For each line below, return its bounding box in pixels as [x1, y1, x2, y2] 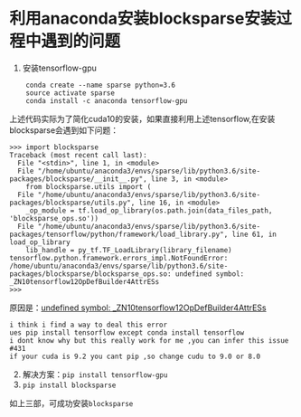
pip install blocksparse [22, 381, 117, 390]
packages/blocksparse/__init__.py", [9, 174, 147, 184]
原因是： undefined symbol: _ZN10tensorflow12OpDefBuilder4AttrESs [9, 302, 267, 313]
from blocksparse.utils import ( [25, 182, 152, 191]
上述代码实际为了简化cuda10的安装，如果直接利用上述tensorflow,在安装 [9, 113, 276, 124]
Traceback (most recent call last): [9, 150, 147, 159]
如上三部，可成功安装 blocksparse [9, 397, 134, 408]
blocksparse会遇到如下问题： [9, 124, 119, 136]
